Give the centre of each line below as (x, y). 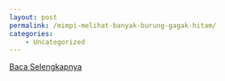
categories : (31, 33)
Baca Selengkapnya (46, 67)
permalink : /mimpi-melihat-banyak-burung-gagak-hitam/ (113, 26)
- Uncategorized (56, 42)
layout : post (33, 17)
